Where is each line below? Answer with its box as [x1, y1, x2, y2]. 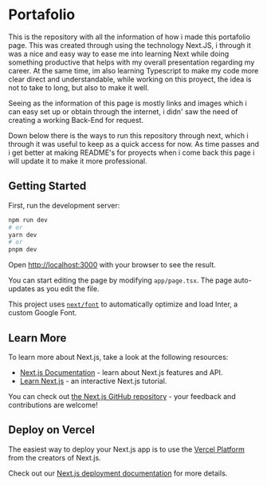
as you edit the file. [37, 284, 100, 294]
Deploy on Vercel [8, 423, 96, 437]
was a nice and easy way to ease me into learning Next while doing [8, 49, 230, 58]
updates [8, 284, 36, 294]
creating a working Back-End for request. [8, 115, 144, 124]
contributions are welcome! [8, 400, 98, 409]
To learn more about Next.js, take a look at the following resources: [8, 352, 229, 362]
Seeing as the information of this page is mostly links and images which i [8, 98, 247, 108]
